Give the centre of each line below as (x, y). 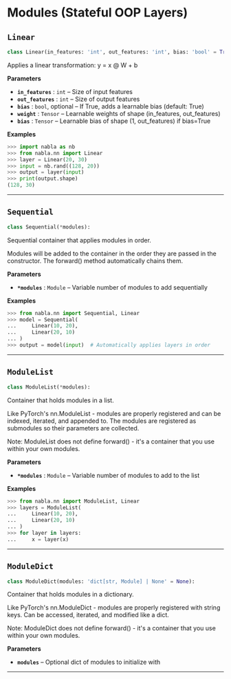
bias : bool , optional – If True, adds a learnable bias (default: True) (110, 106)
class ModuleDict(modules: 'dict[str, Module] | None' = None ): (101, 582)
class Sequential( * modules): (49, 227)
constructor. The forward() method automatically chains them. (95, 261)
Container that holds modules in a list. (61, 400)
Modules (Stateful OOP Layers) (98, 13)
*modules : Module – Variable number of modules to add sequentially (112, 287)
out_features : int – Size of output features (78, 99)
